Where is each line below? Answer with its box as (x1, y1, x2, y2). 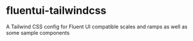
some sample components (6, 29, 70, 36)
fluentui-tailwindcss (6, 4, 107, 17)
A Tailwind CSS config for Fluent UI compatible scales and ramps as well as (6, 23, 188, 30)
